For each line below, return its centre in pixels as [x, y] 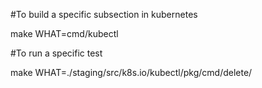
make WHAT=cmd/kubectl [64, 33]
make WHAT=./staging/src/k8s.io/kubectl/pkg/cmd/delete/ [131, 72]
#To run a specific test [56, 53]
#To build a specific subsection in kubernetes [104, 14]
